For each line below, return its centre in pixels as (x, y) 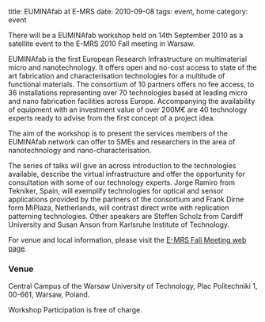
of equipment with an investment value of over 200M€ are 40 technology (128, 109)
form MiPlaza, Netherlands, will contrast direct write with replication (119, 208)
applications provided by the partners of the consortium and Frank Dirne (126, 199)
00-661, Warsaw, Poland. (49, 295)
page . (18, 248)
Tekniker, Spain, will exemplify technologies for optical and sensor (116, 191)
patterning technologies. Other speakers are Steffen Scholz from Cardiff (126, 216)
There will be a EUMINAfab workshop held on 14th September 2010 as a (126, 35)
